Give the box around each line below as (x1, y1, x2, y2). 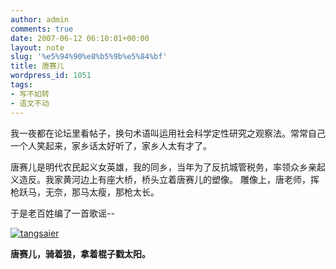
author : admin (10, 14, 70, 25)
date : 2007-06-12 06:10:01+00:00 (10, 33, 150, 43)
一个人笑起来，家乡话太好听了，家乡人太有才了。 (10, 139, 212, 151)
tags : (10, 80, 33, 90)
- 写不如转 (10, 89, 50, 99)
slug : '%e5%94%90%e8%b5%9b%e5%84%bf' (10, 52, 168, 62)
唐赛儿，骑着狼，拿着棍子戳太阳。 (10, 247, 151, 260)
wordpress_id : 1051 (10, 71, 92, 81)
